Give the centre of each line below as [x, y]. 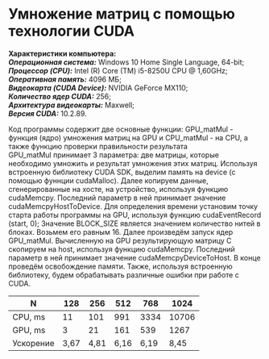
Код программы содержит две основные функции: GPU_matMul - [121, 129]
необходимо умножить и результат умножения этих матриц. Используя [133, 163]
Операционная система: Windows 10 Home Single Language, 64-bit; [126, 62]
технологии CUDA [72, 31]
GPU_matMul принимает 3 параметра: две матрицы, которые [114, 155]
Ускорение [33, 343]
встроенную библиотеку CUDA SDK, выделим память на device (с [122, 172]
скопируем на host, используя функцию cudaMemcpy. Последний [122, 249]
